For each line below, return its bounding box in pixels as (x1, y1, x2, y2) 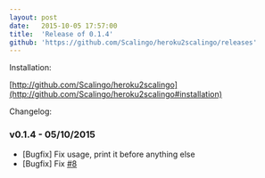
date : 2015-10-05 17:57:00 (9, 21, 118, 30)
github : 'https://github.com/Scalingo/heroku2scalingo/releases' (9, 37, 257, 47)
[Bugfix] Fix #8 (21, 158, 78, 169)
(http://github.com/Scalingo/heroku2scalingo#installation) (9, 89, 223, 100)
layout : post (9, 12, 58, 22)
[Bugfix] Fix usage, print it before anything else (21, 149, 195, 159)
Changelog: (9, 106, 52, 117)
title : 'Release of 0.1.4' (9, 29, 114, 38)
